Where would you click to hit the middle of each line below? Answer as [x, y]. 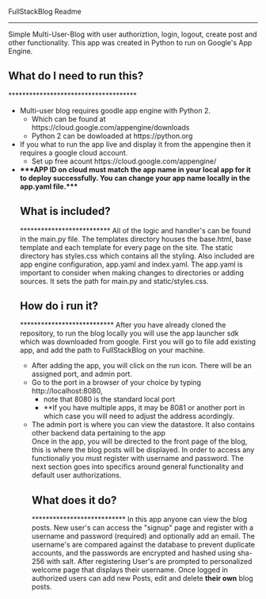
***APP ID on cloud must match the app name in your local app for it [135, 169]
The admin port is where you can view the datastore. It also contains [143, 424]
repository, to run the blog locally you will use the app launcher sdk [129, 333]
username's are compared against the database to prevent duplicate [143, 545]
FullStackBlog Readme [45, 12]
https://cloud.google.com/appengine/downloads [110, 127]
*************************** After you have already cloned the [123, 325]
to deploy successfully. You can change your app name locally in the [135, 178]
